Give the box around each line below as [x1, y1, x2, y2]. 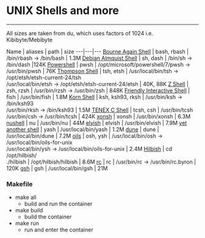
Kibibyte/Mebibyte [6, 36, 53, 43]
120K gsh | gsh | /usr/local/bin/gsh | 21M [6, 164, 108, 171]
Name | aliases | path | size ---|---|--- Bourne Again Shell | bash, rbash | [6, 48, 189, 55]
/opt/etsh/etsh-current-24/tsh [6, 74, 81, 81]
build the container [24, 213, 72, 220]
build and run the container [24, 200, 93, 207]
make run [15, 220, 40, 227]
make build [15, 207, 43, 214]
